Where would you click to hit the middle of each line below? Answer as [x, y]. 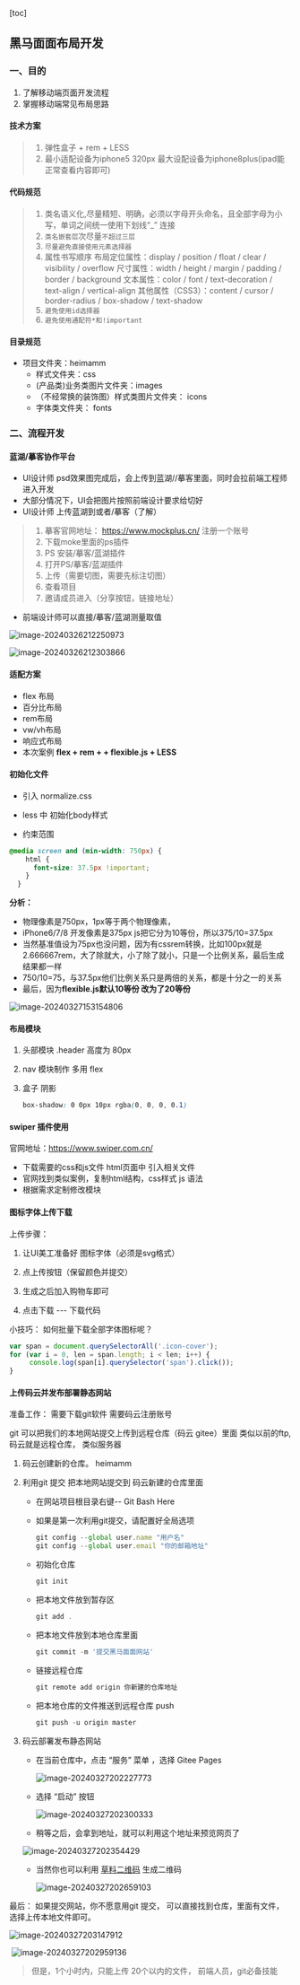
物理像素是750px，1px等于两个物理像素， [99, 922]
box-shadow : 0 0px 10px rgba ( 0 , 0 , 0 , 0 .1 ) [105, 1106]
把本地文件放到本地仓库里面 [87, 1635]
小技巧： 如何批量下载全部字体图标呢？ [81, 1329]
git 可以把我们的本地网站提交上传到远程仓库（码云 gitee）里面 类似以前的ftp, [150, 1433]
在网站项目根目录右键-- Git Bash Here [105, 1501]
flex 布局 [38, 695]
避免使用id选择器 [72, 311]
